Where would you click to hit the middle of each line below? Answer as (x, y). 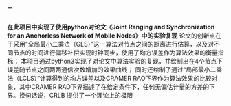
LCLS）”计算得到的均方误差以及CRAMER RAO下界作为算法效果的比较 (115, 78)
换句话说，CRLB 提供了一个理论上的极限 (76, 95)
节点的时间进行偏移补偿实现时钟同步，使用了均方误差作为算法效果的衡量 (115, 52)
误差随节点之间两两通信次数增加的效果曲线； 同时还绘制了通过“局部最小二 (112, 69)
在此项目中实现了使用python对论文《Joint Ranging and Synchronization (111, 27)
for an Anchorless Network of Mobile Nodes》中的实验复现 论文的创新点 (111, 35)
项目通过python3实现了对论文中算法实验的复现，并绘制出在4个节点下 (125, 61)
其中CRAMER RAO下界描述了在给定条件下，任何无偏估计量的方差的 (114, 87)
